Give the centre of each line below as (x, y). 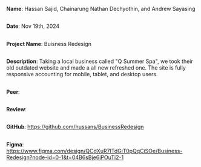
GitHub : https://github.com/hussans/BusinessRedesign (75, 127)
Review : (17, 109)
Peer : (13, 92)
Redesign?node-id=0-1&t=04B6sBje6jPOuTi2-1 (65, 157)
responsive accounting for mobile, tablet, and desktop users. (82, 74)
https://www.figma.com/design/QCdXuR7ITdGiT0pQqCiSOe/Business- (94, 151)
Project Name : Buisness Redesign (49, 44)
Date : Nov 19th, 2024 (33, 26)
